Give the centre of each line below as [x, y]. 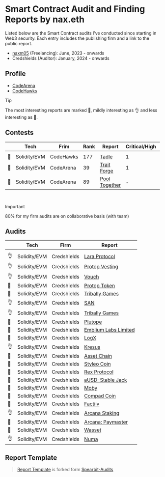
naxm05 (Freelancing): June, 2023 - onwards [58, 53]
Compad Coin [100, 396]
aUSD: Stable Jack [106, 380]
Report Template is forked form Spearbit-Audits [65, 470]
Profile [15, 74]
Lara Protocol [100, 256]
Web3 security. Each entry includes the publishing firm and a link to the [77, 38]
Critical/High [141, 146]
